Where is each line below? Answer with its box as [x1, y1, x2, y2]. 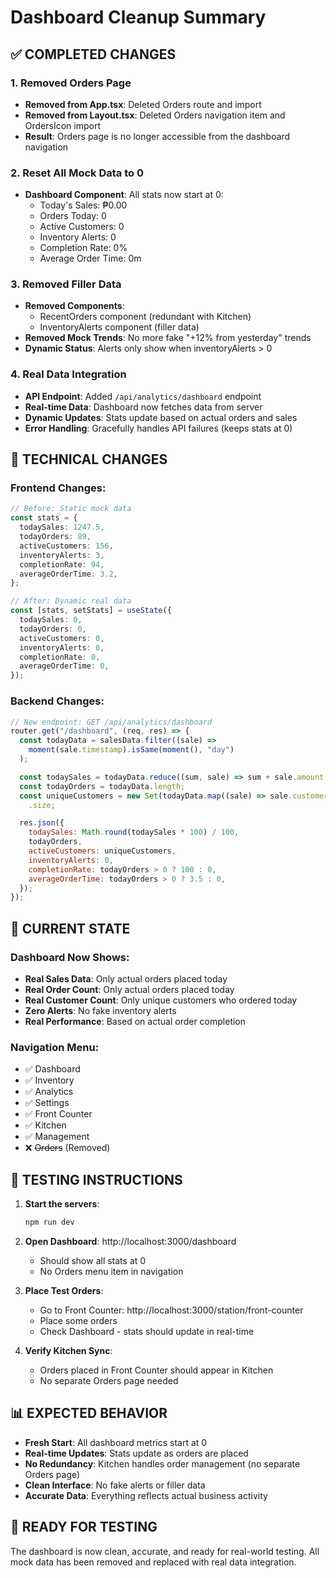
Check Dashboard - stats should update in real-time [39, 1325, 255, 1337]
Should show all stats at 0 [39, 1254, 147, 1266]
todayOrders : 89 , [19, 532, 92, 542]
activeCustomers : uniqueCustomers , [28, 846, 177, 856]
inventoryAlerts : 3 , [19, 550, 105, 560]
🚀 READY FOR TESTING [10, 1519, 158, 1536]
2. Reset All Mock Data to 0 [10, 166, 144, 180]
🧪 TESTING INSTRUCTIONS [10, 1171, 183, 1188]
